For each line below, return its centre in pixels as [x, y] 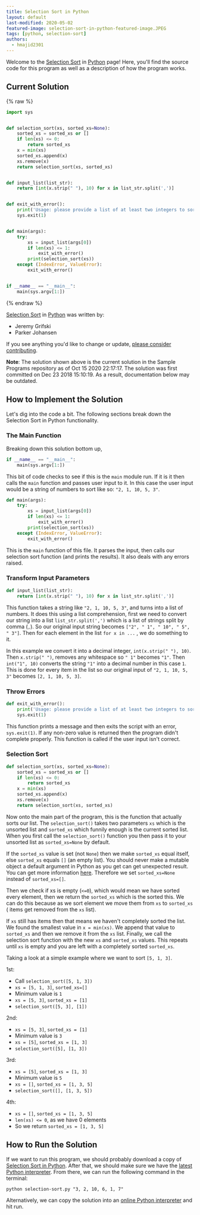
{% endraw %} [24, 303]
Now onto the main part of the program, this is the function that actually [94, 817]
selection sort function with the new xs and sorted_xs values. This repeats [97, 940]
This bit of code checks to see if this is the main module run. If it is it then [95, 476]
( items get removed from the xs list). [51, 909]
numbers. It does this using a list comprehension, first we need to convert [96, 613]
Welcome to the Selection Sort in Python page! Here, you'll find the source [97, 62]
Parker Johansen [36, 332]
